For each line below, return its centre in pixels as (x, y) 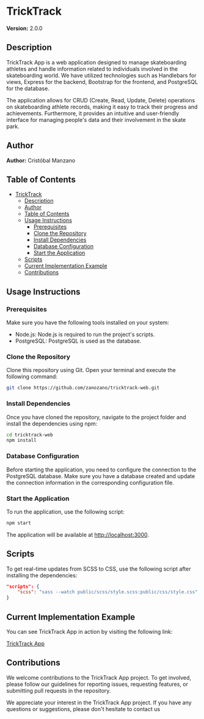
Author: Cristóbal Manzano (41, 160)
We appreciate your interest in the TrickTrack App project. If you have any (99, 702)
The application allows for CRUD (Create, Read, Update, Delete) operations (101, 100)
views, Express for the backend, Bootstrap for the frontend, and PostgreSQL (102, 82)
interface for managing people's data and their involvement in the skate (96, 120)
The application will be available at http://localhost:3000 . (78, 534)
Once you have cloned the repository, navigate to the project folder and (96, 417)
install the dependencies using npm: (52, 424)
